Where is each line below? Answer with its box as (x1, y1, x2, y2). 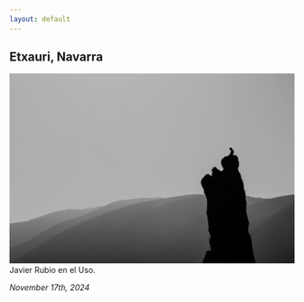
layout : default (9, 14, 71, 24)
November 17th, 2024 (9, 282, 90, 293)
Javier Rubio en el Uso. (9, 265, 96, 276)
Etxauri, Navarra (9, 50, 104, 65)
